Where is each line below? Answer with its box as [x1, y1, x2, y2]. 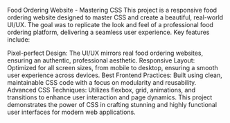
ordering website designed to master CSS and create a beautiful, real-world [7, 13, 224, 22]
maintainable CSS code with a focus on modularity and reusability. [7, 79, 197, 86]
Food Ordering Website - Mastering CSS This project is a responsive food [7, 6, 217, 14]
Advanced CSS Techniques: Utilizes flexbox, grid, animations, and [7, 86, 196, 94]
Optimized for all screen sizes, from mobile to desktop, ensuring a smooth [7, 64, 218, 72]
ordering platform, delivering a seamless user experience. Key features [7, 28, 210, 36]
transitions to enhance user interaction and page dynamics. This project [7, 93, 213, 101]
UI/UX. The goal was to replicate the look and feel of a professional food [7, 21, 213, 28]
